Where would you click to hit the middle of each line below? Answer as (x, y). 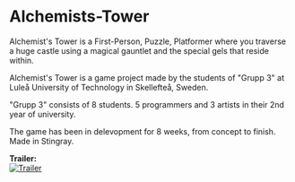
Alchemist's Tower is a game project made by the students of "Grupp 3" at (147, 77)
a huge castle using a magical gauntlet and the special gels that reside (139, 50)
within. (22, 60)
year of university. (43, 114)
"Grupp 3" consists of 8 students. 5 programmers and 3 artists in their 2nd (147, 104)
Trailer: (23, 158)
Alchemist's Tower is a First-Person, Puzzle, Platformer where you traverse (148, 41)
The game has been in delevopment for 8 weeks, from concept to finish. (143, 131)
